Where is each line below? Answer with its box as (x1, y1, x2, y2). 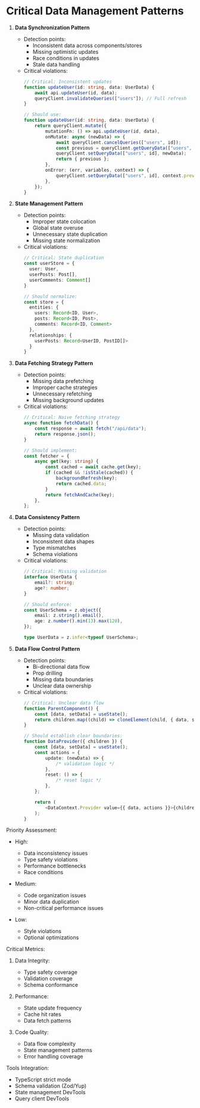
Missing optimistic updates (32, 48, 99, 55)
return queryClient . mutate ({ (35, 123, 107, 129)
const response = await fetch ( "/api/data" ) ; (35, 425, 147, 432)
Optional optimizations (23, 934, 79, 941)
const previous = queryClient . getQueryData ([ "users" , (55, 145, 192, 151)
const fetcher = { (23, 453, 70, 459)
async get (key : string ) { (35, 458, 99, 465)
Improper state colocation (32, 218, 96, 225)
